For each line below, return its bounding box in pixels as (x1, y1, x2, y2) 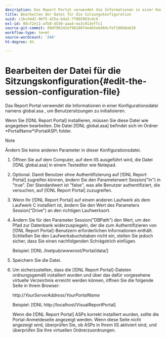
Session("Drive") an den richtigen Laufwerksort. (12, 207, 111, 213)
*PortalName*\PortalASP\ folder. (5, 128, 72, 134)
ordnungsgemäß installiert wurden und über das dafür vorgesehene (12, 272, 151, 278)
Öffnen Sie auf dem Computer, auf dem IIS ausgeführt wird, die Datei (12, 156, 153, 162)
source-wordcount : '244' (5, 35, 56, 40)
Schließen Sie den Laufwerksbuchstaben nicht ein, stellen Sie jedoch (12, 233, 153, 239)
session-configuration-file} (5, 86, 121, 97)
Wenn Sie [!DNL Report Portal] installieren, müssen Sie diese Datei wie (5, 117, 149, 123)
